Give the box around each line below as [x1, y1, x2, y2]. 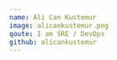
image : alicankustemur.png [9, 21, 109, 30]
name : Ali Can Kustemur [9, 12, 97, 22]
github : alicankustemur [9, 37, 97, 47]
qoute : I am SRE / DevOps [9, 29, 105, 38]
